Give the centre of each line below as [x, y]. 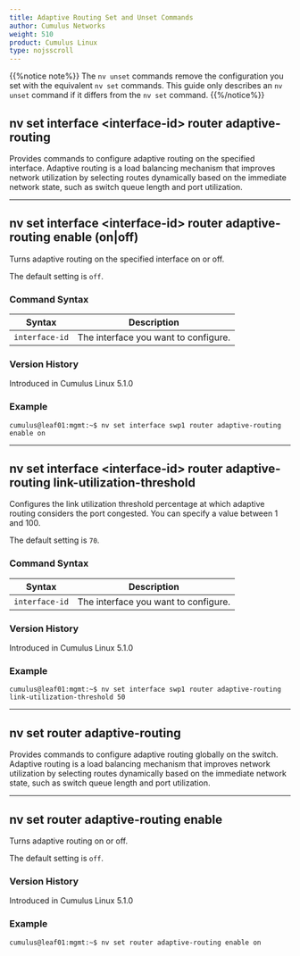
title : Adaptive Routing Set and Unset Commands [101, 17]
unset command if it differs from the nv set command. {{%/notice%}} [137, 96]
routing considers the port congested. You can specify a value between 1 [144, 513]
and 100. [25, 523]
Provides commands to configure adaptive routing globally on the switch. [144, 754]
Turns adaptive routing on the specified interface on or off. [117, 259]
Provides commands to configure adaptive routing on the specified [132, 158]
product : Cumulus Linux [54, 42]
